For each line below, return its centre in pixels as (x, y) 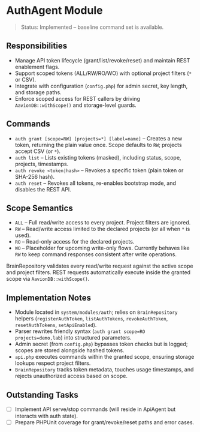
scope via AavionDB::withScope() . (48, 279)
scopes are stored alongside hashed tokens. (69, 350)
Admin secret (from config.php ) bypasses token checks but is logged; (101, 344)
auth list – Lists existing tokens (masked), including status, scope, (98, 157)
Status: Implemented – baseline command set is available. (92, 27)
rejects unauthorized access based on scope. (71, 376)
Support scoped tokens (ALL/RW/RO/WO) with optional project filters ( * (103, 73)
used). (23, 235)
